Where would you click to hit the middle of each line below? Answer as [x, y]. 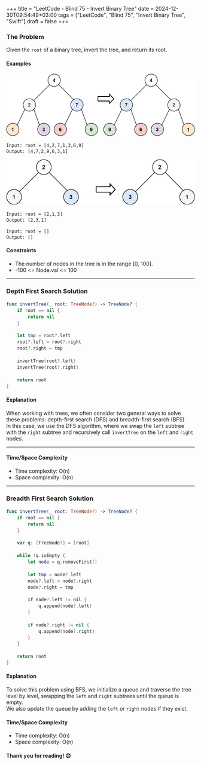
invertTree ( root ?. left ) [47, 361]
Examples [19, 63]
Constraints [21, 250]
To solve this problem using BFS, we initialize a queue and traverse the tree [99, 690]
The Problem [25, 36]
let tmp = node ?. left [55, 574]
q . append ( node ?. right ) [66, 631]
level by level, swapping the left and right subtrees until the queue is [93, 696]
